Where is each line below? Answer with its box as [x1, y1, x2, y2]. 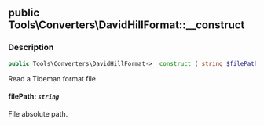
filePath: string [8, 92, 60, 101]
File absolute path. [8, 109, 68, 118]
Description [8, 42, 54, 53]
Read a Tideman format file [8, 74, 97, 83]
